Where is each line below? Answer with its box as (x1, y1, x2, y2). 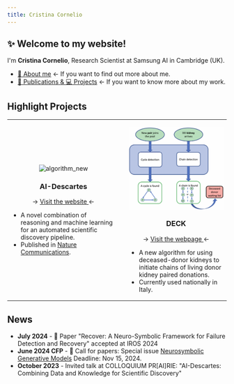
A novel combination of (20, 211, 87, 220)
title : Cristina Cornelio (7, 11, 82, 18)
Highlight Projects (7, 100, 87, 112)
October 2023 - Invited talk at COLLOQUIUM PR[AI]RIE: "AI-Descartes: (17, 362, 221, 370)
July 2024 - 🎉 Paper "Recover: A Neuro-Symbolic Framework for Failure (17, 332, 226, 341)
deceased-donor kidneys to (139, 255, 219, 264)
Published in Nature (20, 240, 77, 249)
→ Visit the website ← (32, 197, 95, 206)
